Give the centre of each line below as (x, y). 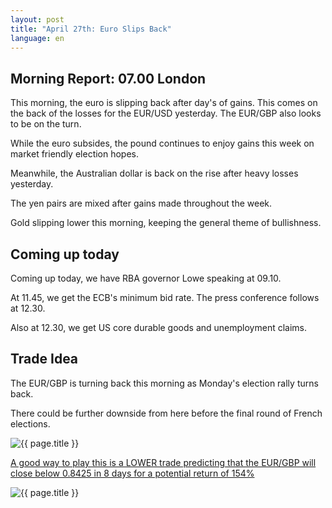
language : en (37, 38)
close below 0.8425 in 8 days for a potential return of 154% (132, 473)
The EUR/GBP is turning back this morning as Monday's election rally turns (164, 383)
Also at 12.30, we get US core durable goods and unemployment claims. (159, 327)
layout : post (37, 19)
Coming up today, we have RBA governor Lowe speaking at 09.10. (146, 278)
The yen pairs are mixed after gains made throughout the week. (141, 203)
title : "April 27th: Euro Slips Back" (91, 29)
